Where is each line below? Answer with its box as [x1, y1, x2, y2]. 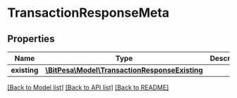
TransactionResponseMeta [7, 5, 170, 21]
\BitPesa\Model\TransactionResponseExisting [45, 65, 203, 75]
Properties [7, 33, 55, 45]
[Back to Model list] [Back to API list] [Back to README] [7, 83, 169, 92]
